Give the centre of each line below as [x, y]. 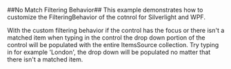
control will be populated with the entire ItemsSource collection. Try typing [113, 45]
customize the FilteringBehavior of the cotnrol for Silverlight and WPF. [106, 17]
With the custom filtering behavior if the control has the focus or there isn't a [116, 30]
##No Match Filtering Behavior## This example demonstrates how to [105, 10]
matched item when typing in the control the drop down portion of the [106, 38]
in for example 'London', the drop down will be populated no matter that [109, 52]
